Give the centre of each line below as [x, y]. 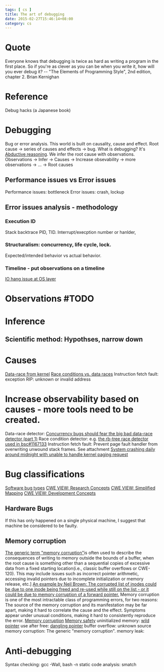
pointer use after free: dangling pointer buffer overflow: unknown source [78, 626]
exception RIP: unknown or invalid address [48, 379]
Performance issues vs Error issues [60, 180]
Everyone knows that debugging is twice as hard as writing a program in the [82, 61]
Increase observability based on [72, 399]
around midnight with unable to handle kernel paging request [67, 454]
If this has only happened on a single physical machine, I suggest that [75, 520]
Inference [25, 321]
